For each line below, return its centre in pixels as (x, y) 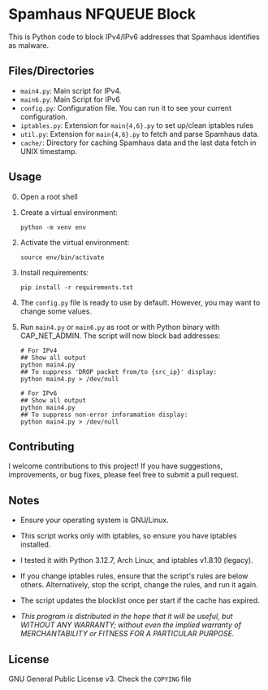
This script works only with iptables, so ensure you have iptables (128, 536)
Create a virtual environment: (69, 212)
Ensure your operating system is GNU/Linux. (94, 520)
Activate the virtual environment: (75, 242)
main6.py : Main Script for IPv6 (70, 99)
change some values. (56, 311)
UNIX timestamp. (49, 151)
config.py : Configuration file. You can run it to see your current (125, 108)
